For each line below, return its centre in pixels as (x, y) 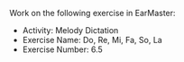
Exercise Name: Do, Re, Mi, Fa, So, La (92, 40)
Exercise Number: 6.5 (63, 49)
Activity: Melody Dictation (70, 30)
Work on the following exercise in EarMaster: (92, 13)
